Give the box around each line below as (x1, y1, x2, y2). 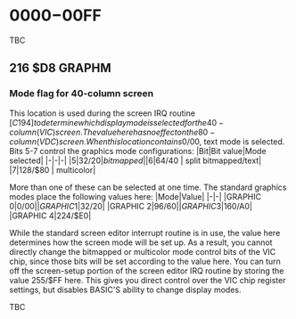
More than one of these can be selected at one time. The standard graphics (9, 182, 287, 192)
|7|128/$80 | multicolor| (9, 164, 96, 175)
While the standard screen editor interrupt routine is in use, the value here (9, 227, 281, 238)
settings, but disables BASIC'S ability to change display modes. (9, 284, 242, 295)
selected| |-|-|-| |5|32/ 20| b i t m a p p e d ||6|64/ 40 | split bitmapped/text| (9, 155, 262, 166)
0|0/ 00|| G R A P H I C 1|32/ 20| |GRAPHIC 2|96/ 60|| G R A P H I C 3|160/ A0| (9, 200, 252, 211)
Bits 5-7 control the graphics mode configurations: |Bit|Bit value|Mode (9, 145, 267, 156)
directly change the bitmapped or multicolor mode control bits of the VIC (9, 246, 276, 257)
